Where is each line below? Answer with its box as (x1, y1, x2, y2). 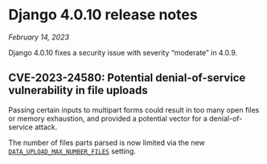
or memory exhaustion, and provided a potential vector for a (8, 113, 207, 123)
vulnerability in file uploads (8, 84, 148, 97)
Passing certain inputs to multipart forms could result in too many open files (8, 105, 260, 114)
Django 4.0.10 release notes (8, 6, 199, 24)
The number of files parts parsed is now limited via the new (8, 137, 205, 147)
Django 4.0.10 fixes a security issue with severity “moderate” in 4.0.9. (8, 47, 238, 57)
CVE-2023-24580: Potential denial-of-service (8, 71, 246, 85)
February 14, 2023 (8, 32, 70, 42)
